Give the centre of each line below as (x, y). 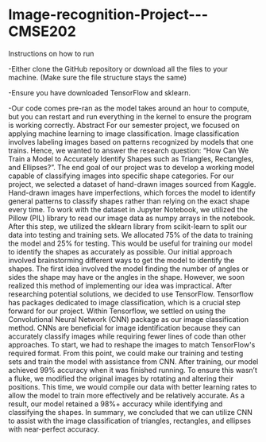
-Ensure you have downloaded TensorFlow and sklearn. (100, 92)
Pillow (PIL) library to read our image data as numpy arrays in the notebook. (132, 218)
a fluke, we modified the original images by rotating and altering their (121, 378)
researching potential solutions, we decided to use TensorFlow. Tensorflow (131, 294)
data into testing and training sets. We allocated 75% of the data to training (131, 235)
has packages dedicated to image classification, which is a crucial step (124, 302)
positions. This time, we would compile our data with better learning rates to (133, 386)
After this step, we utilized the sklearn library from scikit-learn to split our (128, 226)
